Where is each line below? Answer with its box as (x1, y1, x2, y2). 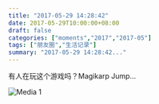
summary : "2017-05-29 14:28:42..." (8, 48, 127, 56)
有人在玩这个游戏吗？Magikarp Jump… (8, 71, 137, 80)
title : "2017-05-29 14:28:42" (8, 11, 109, 20)
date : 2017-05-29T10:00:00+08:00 (8, 19, 120, 27)
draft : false (8, 26, 52, 34)
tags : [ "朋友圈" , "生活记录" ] (8, 41, 97, 49)
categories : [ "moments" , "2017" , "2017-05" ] (8, 33, 152, 42)
